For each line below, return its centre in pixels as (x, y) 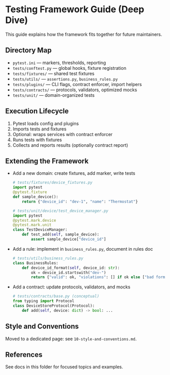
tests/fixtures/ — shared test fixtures (54, 73)
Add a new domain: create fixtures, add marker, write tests (74, 173)
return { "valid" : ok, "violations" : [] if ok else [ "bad (92, 277)
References (24, 354)
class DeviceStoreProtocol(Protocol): (54, 306)
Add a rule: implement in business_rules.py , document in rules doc (83, 249)
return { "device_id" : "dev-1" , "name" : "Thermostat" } (80, 202)
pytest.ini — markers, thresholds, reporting (59, 63)
